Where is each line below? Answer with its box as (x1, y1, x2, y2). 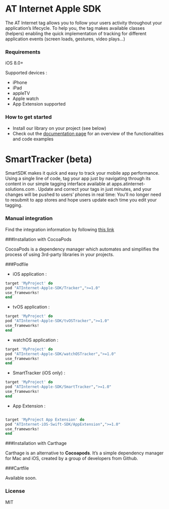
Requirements (5, 48, 41, 56)
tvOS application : (12, 304, 50, 310)
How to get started (5, 114, 52, 121)
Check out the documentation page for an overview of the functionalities (12, 130, 164, 136)
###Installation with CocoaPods (5, 236, 72, 242)
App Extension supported (12, 101, 66, 107)
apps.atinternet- (111, 181, 145, 187)
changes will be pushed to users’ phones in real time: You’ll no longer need (5, 191, 161, 197)
